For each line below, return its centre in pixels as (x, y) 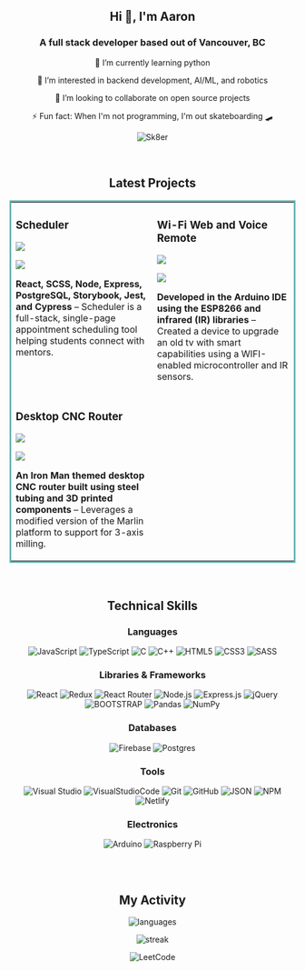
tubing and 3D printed (64, 498)
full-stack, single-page (66, 318)
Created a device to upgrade (218, 331)
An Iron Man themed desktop (80, 475)
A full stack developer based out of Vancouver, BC (152, 43)
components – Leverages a (74, 510)
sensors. (176, 376)
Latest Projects (152, 183)
